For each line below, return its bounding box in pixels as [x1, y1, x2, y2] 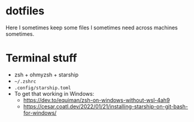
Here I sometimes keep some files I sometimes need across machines [5, 24, 178, 31]
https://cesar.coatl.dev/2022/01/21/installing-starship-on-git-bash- [23, 103, 189, 110]
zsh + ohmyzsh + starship [14, 71, 79, 78]
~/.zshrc [14, 78, 37, 84]
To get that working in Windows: [14, 90, 95, 97]
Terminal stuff [5, 51, 77, 65]
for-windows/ [23, 109, 57, 116]
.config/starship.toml [14, 85, 71, 91]
